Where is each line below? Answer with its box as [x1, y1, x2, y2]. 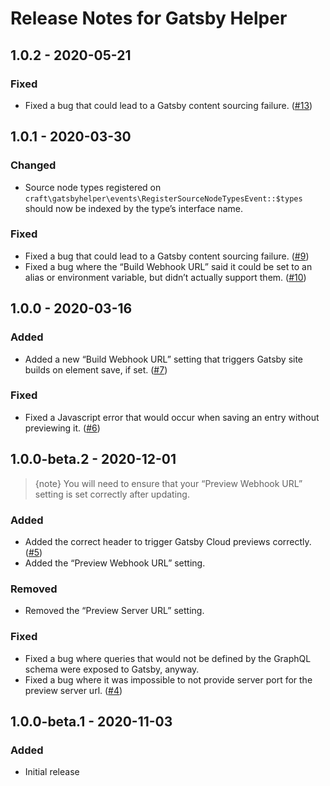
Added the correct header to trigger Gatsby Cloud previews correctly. [24, 535, 312, 547]
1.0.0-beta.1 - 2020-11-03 [10, 713, 173, 730]
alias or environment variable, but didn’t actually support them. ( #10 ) [24, 271, 307, 283]
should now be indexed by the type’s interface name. [24, 202, 243, 214]
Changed [10, 158, 57, 172]
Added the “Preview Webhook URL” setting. [24, 557, 206, 569]
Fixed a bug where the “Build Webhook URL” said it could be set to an [24, 260, 313, 272]
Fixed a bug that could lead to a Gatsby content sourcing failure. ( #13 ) [24, 99, 313, 111]
